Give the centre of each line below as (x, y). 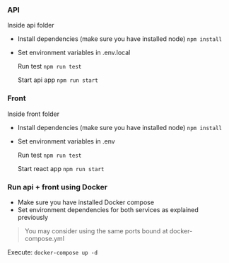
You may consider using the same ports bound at (96, 230)
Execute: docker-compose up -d (52, 252)
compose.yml (45, 238)
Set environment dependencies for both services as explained (108, 209)
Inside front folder (34, 114)
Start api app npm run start (58, 80)
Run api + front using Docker (58, 187)
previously (33, 217)
